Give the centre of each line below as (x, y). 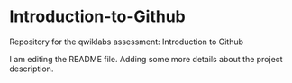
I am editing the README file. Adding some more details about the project (146, 59)
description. (32, 69)
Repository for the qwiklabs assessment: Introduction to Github (127, 41)
